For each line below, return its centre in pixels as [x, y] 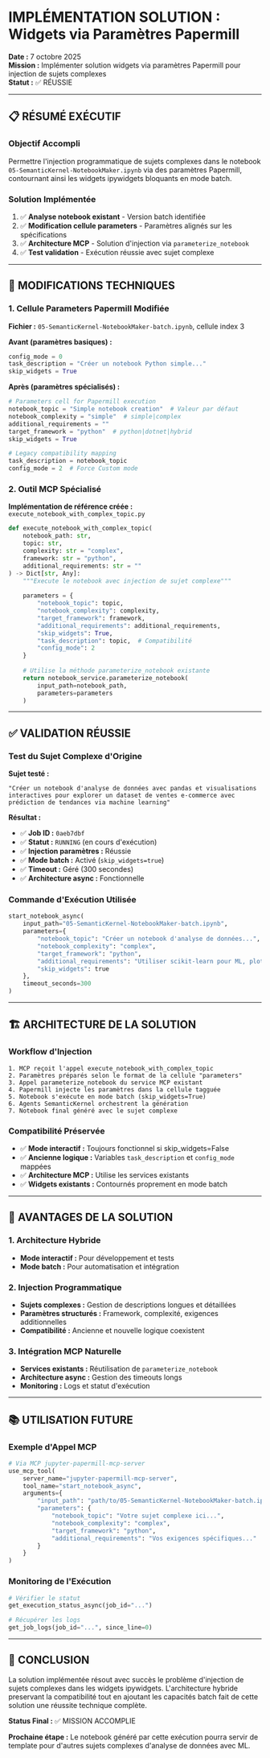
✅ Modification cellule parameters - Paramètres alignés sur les [126, 225]
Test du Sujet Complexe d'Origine [76, 756]
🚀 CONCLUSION [49, 1660]
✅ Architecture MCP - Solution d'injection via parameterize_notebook [134, 243]
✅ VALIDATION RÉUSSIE [70, 733]
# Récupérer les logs [45, 1620]
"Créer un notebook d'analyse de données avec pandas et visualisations [133, 789]
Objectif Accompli [44, 143]
